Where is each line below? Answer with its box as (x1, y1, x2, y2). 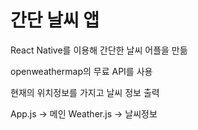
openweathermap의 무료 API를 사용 (10, 65, 153, 77)
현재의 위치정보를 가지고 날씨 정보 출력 (10, 86, 160, 98)
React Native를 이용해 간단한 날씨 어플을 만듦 (10, 44, 188, 56)
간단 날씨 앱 (10, 9, 100, 32)
